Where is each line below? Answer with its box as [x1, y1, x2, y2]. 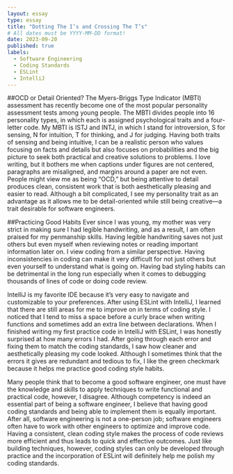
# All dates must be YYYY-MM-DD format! [7, 29, 127, 37]
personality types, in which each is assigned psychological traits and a [7, 116, 210, 124]
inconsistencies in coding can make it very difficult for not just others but [7, 255, 216, 263]
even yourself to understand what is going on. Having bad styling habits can [7, 262, 226, 271]
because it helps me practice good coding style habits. [7, 364, 165, 373]
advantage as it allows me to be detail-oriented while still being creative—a [7, 197, 223, 206]
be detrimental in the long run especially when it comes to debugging [7, 270, 207, 278]
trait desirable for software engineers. [7, 204, 116, 213]
